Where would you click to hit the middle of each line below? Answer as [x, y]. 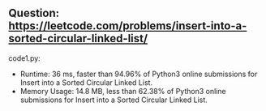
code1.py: [24, 58]
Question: [34, 13]
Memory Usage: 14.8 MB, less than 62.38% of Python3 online [123, 91]
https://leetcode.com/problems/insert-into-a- [128, 26]
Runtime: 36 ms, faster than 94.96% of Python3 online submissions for [139, 74]
